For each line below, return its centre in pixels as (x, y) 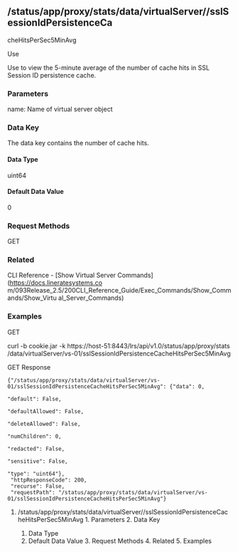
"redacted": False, (36, 449)
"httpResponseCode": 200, (49, 480)
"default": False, (34, 399)
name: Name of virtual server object (60, 109)
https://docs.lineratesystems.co (56, 283)
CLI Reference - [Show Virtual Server (61, 275)
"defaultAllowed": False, (45, 411)
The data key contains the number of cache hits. (78, 143)
